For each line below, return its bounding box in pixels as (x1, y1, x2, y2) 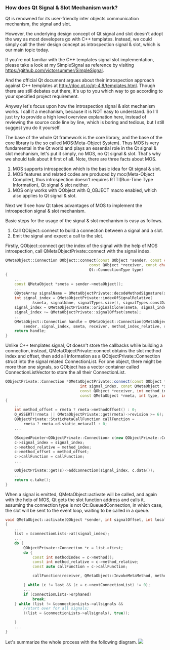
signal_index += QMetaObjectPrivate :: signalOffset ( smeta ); (14, 309, 142, 315)
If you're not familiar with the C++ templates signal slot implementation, (5, 57, 154, 63)
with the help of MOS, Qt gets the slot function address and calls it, (5, 497, 145, 503)
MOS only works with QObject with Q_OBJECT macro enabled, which (12, 187, 157, 193)
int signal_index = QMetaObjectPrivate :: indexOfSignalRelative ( (14, 296, 153, 301)
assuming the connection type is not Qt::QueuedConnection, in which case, (5, 502, 163, 508)
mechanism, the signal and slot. (5, 21, 72, 27)
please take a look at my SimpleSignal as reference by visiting (5, 62, 134, 68)
